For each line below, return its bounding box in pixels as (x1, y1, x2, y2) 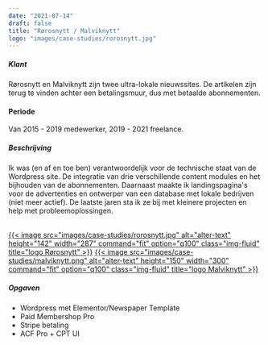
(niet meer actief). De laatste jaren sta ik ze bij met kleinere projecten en (8, 197, 247, 207)
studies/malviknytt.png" (8, 256, 88, 266)
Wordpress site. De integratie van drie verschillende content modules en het (8, 172, 261, 181)
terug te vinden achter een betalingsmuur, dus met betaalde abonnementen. (8, 88, 262, 98)
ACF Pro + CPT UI (19, 329, 80, 339)
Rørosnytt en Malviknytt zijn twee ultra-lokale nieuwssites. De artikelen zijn (8, 80, 257, 89)
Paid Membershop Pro (19, 312, 95, 322)
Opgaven (8, 283, 40, 293)
